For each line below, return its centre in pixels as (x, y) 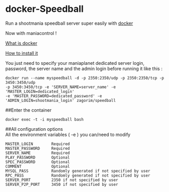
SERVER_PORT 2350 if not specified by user (62, 180)
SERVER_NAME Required (38, 153)
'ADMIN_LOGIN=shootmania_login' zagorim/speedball (61, 100)
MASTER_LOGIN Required (38, 144)
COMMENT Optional (38, 166)
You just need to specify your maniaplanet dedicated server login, (75, 63)
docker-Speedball (44, 9)
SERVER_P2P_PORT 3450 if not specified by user (62, 184)
